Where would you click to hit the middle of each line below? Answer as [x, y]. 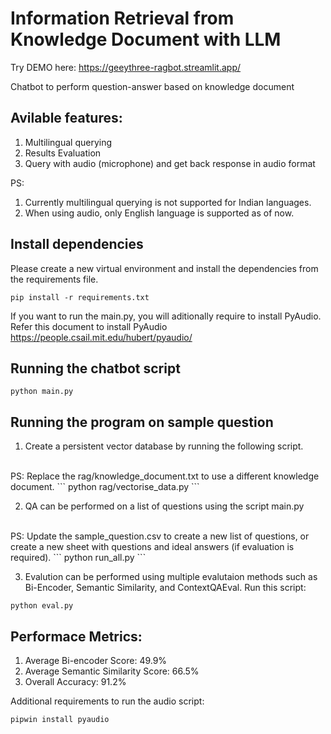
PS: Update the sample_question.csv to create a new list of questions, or [160, 536]
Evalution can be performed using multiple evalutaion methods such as [171, 577]
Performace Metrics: [76, 636]
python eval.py [42, 606]
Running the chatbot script [95, 368]
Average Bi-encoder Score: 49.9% [96, 660]
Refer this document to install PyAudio [89, 326]
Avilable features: [66, 118]
